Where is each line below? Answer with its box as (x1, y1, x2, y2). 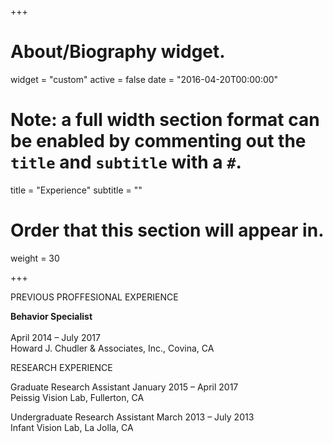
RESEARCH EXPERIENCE (10, 361, 113, 373)
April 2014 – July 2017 (10, 331, 101, 343)
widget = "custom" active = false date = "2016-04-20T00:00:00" (10, 73, 279, 85)
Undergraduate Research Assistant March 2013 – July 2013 (10, 411, 255, 423)
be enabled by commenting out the (10, 130, 307, 153)
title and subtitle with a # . (10, 151, 242, 174)
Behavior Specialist (10, 310, 93, 322)
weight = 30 (10, 252, 60, 264)
